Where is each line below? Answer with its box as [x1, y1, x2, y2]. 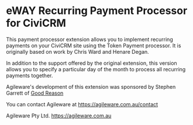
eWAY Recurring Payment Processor [6, 4, 188, 18]
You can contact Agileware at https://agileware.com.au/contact [6, 100, 158, 107]
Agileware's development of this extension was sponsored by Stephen [6, 83, 176, 90]
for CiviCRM [6, 16, 66, 30]
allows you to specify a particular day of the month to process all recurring [6, 65, 186, 72]
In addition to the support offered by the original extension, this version [6, 60, 177, 67]
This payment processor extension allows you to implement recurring [6, 36, 174, 43]
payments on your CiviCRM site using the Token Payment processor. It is [6, 42, 181, 49]
